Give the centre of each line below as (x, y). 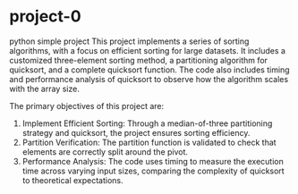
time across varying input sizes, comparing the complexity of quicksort (153, 171)
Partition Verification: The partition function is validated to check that (149, 142)
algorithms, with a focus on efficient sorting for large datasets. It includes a (148, 50)
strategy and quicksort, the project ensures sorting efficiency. (136, 132)
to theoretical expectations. (72, 180)
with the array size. (45, 89)
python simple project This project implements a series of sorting (129, 41)
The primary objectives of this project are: (87, 105)
